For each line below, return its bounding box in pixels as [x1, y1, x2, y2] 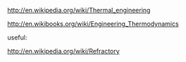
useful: [7, 33, 27, 42]
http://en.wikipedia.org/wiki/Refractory [7, 47, 120, 55]
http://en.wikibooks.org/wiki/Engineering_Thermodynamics [7, 20, 179, 27]
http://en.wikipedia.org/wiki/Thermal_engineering [7, 6, 151, 14]
